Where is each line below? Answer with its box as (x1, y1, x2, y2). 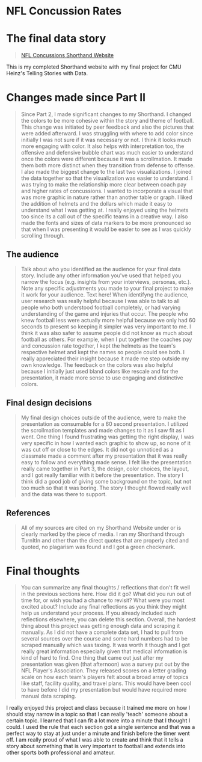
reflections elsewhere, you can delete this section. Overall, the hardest (20, 616, 196, 623)
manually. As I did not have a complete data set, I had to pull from (20, 628, 183, 636)
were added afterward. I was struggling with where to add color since (20, 130, 194, 137)
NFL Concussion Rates (6, 4, 122, 18)
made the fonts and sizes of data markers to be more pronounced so (20, 220, 192, 227)
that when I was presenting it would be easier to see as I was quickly (20, 226, 191, 233)
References (6, 508, 50, 518)
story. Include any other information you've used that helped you (20, 272, 182, 279)
